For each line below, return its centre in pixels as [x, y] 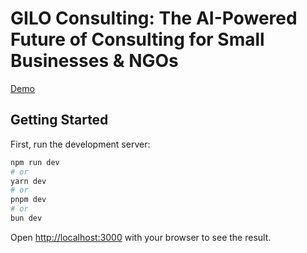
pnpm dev [28, 200]
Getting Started [59, 120]
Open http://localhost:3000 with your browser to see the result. [141, 237]
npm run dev [35, 162]
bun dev [26, 218]
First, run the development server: [80, 144]
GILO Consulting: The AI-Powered [154, 18]
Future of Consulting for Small [137, 39]
